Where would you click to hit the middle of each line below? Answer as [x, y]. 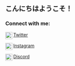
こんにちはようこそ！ [39, 9]
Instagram [24, 46]
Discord [21, 56]
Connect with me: [28, 24]
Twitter [21, 35]
